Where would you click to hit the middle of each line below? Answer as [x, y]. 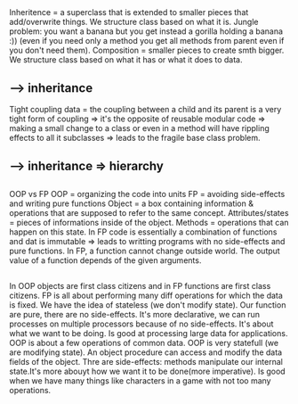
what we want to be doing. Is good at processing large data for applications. [149, 334]
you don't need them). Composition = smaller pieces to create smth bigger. [147, 50]
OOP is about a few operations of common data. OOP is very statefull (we [144, 343]
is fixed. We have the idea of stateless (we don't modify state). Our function [148, 305]
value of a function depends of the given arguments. [105, 260]
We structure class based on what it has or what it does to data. [126, 60]
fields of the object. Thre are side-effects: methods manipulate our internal [146, 362]
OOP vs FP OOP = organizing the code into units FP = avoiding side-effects [147, 194]
